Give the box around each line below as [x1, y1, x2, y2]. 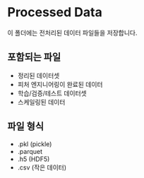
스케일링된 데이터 [17, 97, 66, 106]
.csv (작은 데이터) [17, 163, 67, 172]
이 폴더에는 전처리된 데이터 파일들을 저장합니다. [7, 28, 138, 37]
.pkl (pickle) [17, 139, 52, 148]
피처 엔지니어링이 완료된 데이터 [17, 80, 103, 88]
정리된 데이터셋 [17, 71, 60, 80]
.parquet [17, 147, 43, 155]
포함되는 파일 [7, 51, 61, 64]
